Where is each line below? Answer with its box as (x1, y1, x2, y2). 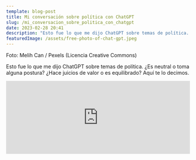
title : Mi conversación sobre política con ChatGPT (6, 14, 134, 20)
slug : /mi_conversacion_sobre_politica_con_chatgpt (6, 19, 134, 25)
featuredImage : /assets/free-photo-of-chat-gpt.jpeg (6, 36, 137, 41)
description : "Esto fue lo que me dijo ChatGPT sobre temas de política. (6, 30, 190, 36)
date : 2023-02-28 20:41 (6, 25, 64, 31)
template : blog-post (6, 8, 57, 15)
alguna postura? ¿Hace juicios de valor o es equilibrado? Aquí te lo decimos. (6, 69, 190, 76)
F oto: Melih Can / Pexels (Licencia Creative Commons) (6, 52, 137, 58)
